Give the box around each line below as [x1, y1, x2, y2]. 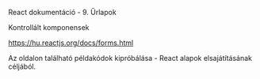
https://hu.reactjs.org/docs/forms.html [8, 38, 134, 47]
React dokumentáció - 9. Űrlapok [8, 8, 117, 17]
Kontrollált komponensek [8, 23, 90, 32]
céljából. [8, 62, 36, 71]
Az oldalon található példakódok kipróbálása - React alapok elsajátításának [8, 54, 252, 62]
